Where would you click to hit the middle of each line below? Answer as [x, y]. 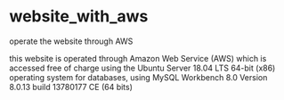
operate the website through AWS [71, 41]
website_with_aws [79, 17]
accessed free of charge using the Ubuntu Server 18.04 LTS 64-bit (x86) [142, 68]
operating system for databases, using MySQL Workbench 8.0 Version [138, 77]
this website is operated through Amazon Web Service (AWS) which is [138, 58]
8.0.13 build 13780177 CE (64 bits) [71, 87]
